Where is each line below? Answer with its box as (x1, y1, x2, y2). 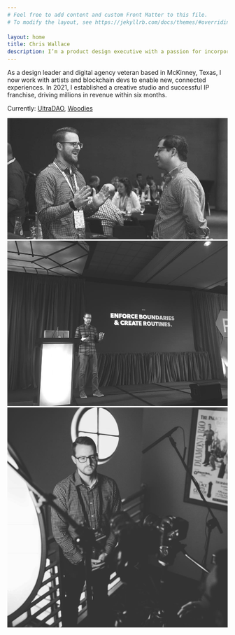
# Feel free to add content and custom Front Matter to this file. (7, 11, 208, 18)
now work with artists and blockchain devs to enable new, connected (7, 76, 206, 84)
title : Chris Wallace (7, 41, 71, 48)
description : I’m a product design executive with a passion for (7, 48, 201, 55)
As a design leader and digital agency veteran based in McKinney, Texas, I (7, 69, 222, 76)
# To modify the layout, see (7, 18, 92, 26)
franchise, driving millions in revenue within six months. (7, 91, 167, 99)
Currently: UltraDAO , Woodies (7, 104, 93, 112)
